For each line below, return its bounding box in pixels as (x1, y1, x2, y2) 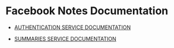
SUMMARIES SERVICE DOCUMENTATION (14, 35, 116, 42)
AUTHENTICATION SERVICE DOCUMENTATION (14, 24, 131, 31)
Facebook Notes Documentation (5, 4, 169, 18)
